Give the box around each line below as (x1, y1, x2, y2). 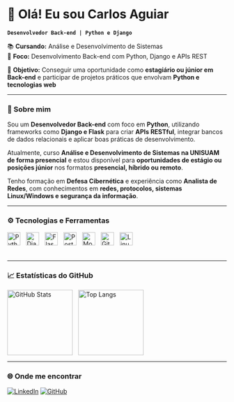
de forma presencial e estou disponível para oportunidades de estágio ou (7, 156, 222, 165)
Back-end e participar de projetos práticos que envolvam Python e (7, 73, 200, 81)
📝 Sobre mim (7, 104, 51, 114)
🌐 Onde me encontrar (7, 371, 82, 381)
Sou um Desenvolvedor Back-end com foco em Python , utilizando (7, 120, 200, 128)
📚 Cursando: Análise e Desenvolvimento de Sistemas (7, 42, 163, 50)
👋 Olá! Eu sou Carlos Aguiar (7, 6, 169, 22)
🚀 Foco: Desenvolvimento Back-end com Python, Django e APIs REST (7, 52, 208, 60)
